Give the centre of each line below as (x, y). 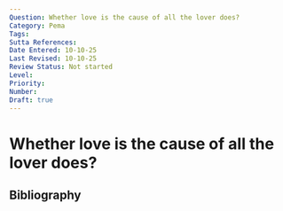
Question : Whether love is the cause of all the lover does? (125, 17)
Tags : (19, 34)
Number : (24, 91)
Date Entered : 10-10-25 (53, 51)
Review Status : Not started (61, 67)
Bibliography (45, 195)
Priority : (28, 83)
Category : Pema (37, 26)
